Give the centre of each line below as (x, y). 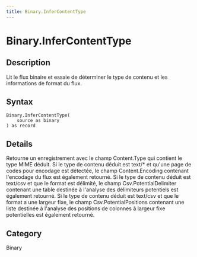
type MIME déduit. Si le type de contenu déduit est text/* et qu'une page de (99, 165)
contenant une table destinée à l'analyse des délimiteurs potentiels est (92, 189)
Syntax (20, 102)
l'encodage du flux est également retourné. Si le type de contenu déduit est (99, 177)
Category (24, 234)
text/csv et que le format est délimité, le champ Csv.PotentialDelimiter (91, 184)
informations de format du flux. (44, 83)
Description (28, 63)
